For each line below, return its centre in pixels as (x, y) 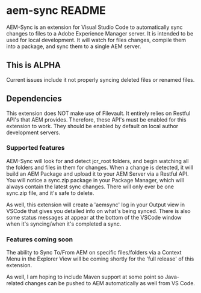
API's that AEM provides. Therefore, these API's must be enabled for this (96, 119)
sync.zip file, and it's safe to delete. (50, 193)
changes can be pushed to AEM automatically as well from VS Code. (110, 283)
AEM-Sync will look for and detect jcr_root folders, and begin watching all (97, 161)
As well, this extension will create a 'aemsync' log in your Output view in (96, 205)
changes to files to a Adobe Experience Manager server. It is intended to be (100, 33)
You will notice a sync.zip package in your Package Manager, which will (95, 180)
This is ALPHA (34, 65)
